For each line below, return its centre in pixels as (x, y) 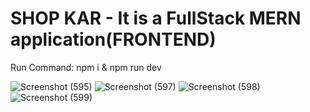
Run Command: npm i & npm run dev (86, 67)
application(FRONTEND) (113, 39)
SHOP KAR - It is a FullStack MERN (156, 18)
